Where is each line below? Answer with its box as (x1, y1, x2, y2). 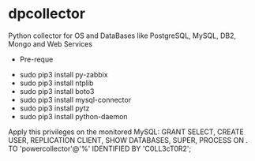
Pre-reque (19, 54, 54, 64)
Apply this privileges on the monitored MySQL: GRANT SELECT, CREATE (8, 127, 245, 137)
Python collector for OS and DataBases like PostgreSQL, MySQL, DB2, (8, 31, 237, 40)
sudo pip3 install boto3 (19, 86, 95, 95)
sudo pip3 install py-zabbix (19, 69, 108, 79)
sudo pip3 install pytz (19, 103, 90, 113)
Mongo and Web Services (8, 39, 93, 48)
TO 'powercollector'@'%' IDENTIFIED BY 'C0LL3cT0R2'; (8, 144, 192, 153)
